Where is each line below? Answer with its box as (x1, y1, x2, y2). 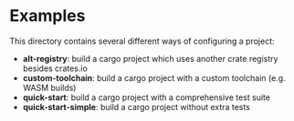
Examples (9, 5, 86, 26)
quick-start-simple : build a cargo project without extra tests (22, 101, 251, 112)
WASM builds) (22, 82, 77, 93)
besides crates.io (22, 63, 89, 74)
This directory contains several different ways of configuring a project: (9, 35, 275, 46)
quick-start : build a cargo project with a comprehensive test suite (22, 92, 271, 103)
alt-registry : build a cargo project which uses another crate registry (22, 53, 278, 64)
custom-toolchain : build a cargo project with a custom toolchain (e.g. (22, 72, 286, 83)
